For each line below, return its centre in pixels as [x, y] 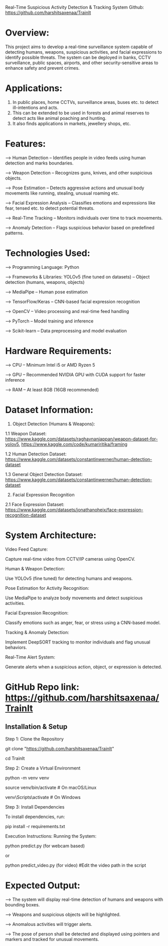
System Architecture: [51, 535]
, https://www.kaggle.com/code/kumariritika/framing [73, 444]
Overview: [27, 33]
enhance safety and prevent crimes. [43, 68]
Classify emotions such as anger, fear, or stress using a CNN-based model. [83, 622]
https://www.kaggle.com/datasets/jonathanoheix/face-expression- [74, 510]
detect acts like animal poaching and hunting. [59, 118]
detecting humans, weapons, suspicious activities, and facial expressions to [83, 52]
